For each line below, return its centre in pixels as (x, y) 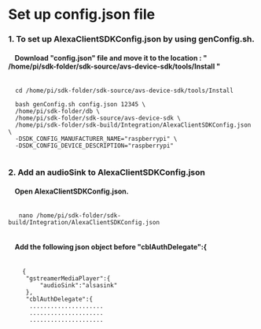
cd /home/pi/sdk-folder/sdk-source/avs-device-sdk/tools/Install (125, 91)
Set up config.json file (82, 15)
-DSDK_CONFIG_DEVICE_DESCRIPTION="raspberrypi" (95, 146)
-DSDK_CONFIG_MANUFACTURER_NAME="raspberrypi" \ (96, 139)
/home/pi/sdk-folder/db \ (58, 112)
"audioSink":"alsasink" (79, 285)
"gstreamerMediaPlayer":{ (68, 278)
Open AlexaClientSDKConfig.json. (72, 191)
